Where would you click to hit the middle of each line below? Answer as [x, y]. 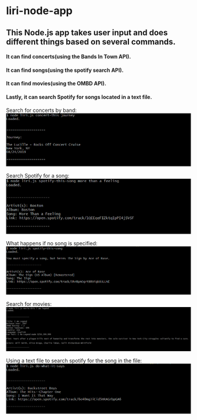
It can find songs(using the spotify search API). [65, 70]
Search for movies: [29, 304]
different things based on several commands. [91, 41]
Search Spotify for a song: [38, 176]
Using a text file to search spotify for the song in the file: [74, 361]
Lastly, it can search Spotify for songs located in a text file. [79, 97]
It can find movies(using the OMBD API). [56, 84]
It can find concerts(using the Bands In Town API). [69, 56]
